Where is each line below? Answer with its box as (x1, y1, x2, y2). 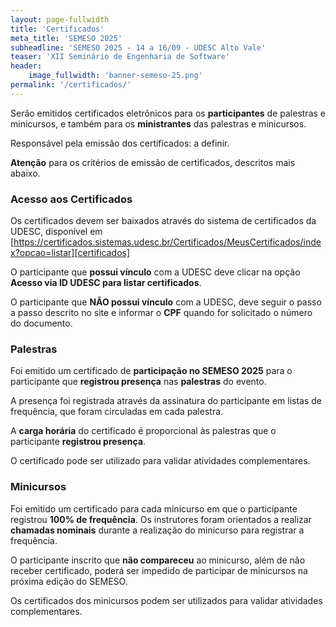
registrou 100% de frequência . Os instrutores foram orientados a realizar (10, 513, 312, 525)
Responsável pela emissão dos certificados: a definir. (10, 137, 230, 149)
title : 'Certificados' (10, 24, 105, 34)
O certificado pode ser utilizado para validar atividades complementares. (10, 455, 311, 467)
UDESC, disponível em (10, 226, 103, 238)
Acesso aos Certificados (10, 192, 133, 206)
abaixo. (10, 167, 41, 179)
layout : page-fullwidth (10, 14, 110, 25)
